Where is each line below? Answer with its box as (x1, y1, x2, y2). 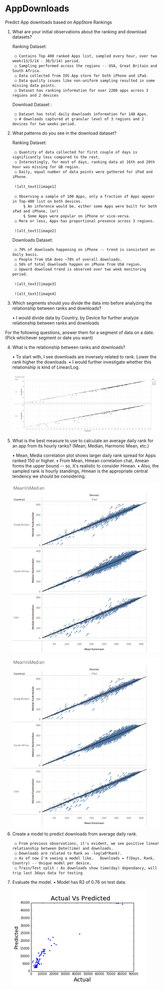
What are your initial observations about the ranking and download (12, 29, 147, 34)
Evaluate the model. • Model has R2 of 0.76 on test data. (12, 879, 126, 885)
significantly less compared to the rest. (12, 154, 100, 160)
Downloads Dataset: (12, 237, 53, 243)
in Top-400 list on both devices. (12, 199, 83, 204)
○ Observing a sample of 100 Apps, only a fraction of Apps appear (14, 194, 155, 199)
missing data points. (12, 83, 56, 88)
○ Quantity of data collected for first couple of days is (14, 149, 138, 155)
